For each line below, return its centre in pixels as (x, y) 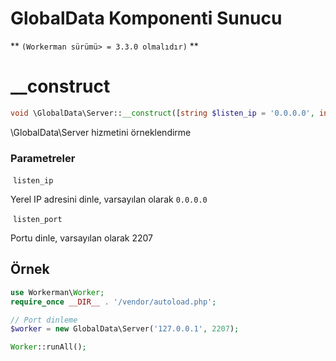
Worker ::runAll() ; (48, 347)
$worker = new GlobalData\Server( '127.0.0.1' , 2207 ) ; (125, 329)
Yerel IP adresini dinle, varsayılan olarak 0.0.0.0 (109, 199)
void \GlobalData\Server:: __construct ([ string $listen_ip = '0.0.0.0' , (162, 113)
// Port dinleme (44, 320)
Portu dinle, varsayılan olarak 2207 (81, 238)
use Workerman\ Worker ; (57, 292)
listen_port (37, 220)
